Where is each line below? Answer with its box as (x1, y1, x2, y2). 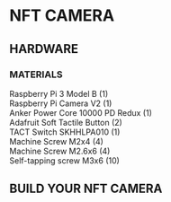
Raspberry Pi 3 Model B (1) (9, 88, 109, 99)
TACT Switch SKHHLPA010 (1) (9, 127, 121, 137)
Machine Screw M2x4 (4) (9, 136, 103, 146)
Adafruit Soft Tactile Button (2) (9, 117, 123, 127)
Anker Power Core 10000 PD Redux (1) (9, 107, 153, 118)
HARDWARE (9, 41, 79, 57)
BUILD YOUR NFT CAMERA (9, 181, 163, 197)
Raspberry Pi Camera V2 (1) (9, 98, 112, 109)
